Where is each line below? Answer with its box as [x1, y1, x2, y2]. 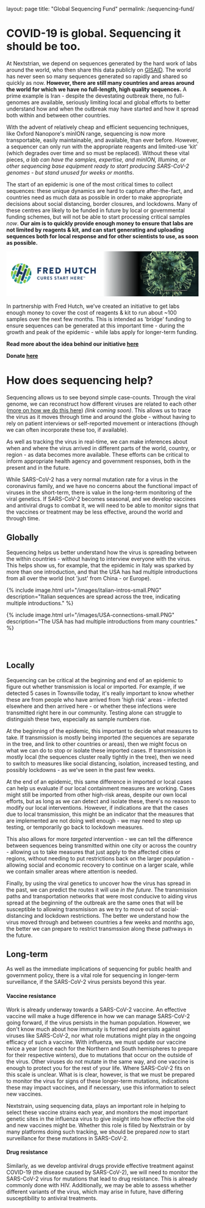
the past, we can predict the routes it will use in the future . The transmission [6, 886, 198, 893]
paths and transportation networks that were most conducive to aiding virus [6, 892, 197, 900]
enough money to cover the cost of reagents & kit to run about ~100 [6, 309, 177, 316]
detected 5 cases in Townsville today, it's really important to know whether [6, 690, 195, 697]
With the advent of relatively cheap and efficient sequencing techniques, [6, 123, 189, 131]
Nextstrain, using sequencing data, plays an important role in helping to [6, 1102, 186, 1109]
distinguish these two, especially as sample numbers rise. [6, 715, 151, 722]
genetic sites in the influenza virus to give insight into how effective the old [6, 1115, 195, 1122]
